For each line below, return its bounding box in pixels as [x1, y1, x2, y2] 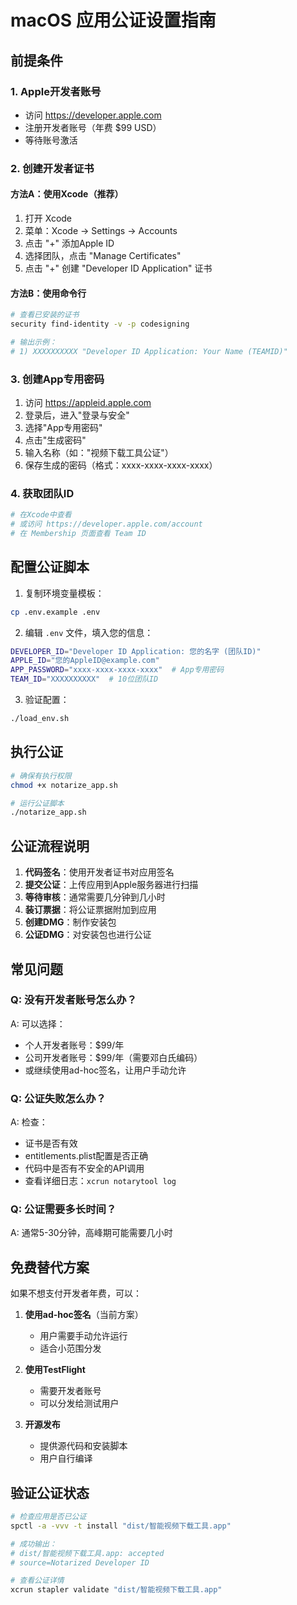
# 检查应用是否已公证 [10, 1512, 87, 1522]
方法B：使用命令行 [10, 287, 87, 299]
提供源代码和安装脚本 [39, 1440, 128, 1452]
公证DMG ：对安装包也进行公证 [24, 929, 152, 941]
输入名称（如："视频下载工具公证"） [24, 447, 174, 458]
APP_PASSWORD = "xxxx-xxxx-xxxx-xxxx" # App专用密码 [10, 665, 225, 675]
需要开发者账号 [39, 1385, 102, 1397]
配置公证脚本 [10, 559, 90, 576]
